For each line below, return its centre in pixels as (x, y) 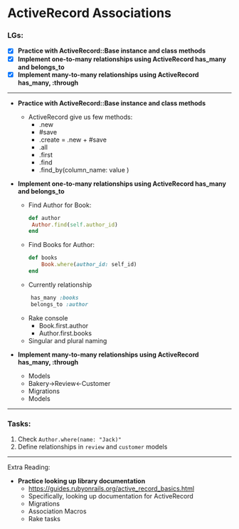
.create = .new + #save (73, 140)
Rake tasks (44, 518)
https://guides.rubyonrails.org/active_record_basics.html (111, 488)
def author (44, 218)
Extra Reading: (29, 467)
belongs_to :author (60, 304)
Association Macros (57, 511)
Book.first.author (64, 325)
